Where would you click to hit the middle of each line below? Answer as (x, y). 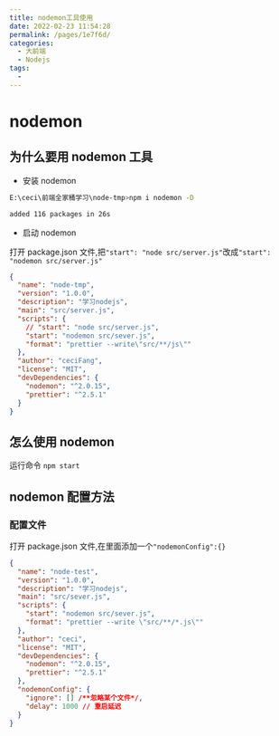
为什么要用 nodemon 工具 (81, 157)
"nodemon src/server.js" (56, 261)
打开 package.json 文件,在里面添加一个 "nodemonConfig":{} (118, 546)
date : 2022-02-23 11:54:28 (60, 26)
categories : (32, 43)
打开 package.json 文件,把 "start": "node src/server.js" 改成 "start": (140, 252)
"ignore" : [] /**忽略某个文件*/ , (84, 698)
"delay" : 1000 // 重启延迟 (74, 706)
